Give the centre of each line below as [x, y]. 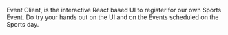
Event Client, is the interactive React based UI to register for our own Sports [114, 10]
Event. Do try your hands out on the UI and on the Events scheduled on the [113, 17]
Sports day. [23, 24]
